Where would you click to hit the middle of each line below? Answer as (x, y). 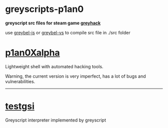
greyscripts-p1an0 (44, 9)
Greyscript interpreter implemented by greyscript (56, 120)
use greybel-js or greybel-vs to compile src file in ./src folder (68, 32)
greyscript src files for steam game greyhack (53, 23)
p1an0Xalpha (32, 53)
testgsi (20, 106)
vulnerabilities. (20, 81)
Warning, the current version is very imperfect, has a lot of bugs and (75, 76)
